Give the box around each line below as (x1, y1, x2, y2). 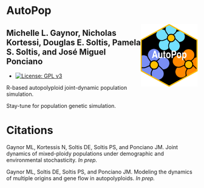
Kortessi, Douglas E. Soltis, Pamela (6, 37, 141, 47)
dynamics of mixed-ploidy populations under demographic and (6, 150, 165, 157)
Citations (6, 124, 53, 137)
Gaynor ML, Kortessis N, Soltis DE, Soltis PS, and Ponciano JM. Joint (6, 143, 178, 150)
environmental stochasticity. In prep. (6, 156, 98, 164)
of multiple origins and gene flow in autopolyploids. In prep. (6, 174, 155, 182)
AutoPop (6, 4, 52, 18)
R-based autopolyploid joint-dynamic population (6, 84, 127, 91)
